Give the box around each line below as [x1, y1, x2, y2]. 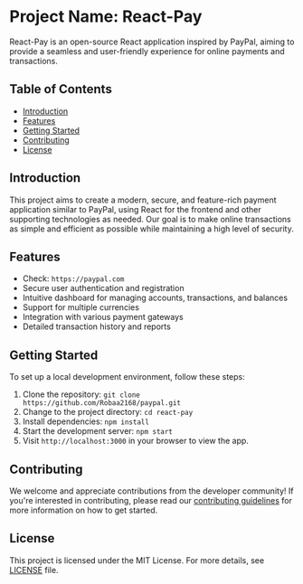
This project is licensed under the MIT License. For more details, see [9, 554, 265, 566]
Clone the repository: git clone [22, 389, 140, 400]
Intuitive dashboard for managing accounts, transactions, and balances [22, 292, 288, 304]
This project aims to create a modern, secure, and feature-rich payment [9, 194, 277, 205]
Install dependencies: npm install [22, 416, 149, 427]
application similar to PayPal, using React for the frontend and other [9, 203, 261, 214]
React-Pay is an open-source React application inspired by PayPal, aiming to [9, 36, 295, 47]
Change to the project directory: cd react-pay [22, 407, 194, 418]
